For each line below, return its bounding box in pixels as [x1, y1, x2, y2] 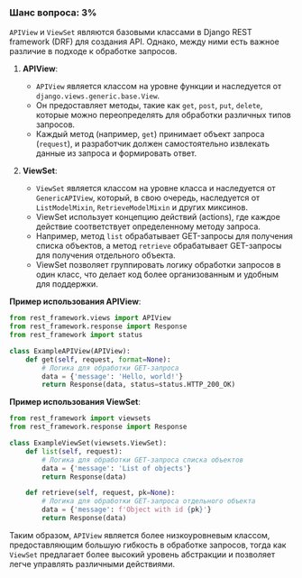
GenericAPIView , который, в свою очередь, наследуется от [35, 192, 261, 204]
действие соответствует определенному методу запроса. [35, 221, 261, 232]
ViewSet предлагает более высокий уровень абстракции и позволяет [9, 548, 276, 560]
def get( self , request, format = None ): [25, 354, 171, 364]
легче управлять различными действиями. [9, 558, 176, 569]
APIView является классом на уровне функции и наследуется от [35, 81, 282, 92]
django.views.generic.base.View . [35, 90, 160, 101]
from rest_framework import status [9, 331, 143, 340]
